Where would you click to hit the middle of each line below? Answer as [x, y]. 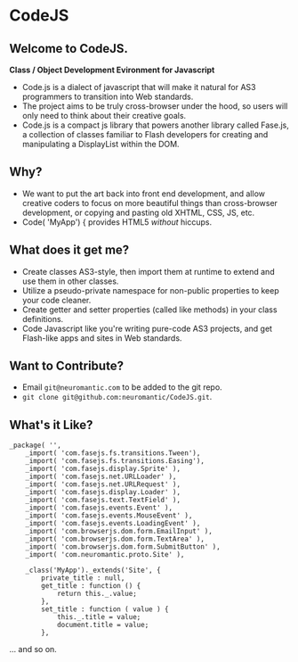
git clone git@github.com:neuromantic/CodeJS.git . [117, 397]
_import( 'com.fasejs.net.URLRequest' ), [103, 484]
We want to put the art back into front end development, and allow [143, 194]
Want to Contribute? [67, 366]
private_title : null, [83, 578]
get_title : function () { [91, 586]
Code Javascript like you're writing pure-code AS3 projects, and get [147, 328]
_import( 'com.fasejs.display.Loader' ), [103, 492]
